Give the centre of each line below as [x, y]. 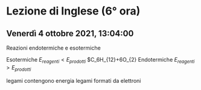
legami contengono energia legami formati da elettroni [74, 80]
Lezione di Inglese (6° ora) [73, 11]
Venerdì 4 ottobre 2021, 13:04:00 [70, 34]
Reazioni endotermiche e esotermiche [53, 48]
